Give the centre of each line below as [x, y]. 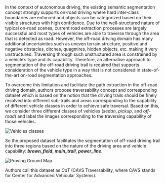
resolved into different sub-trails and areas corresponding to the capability [81, 100]
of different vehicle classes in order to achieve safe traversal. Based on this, [82, 106]
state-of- [151, 70]
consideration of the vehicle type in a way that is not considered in [73, 70]
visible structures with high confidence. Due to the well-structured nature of [82, 23]
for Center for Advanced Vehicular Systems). [51, 175]
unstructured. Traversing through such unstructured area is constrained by [81, 54]
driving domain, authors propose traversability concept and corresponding [81, 90]
